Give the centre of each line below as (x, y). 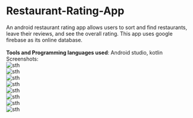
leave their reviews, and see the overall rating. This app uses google (90, 33)
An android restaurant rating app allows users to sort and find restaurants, (97, 27)
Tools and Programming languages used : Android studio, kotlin (85, 52)
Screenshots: (22, 59)
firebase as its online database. (45, 40)
